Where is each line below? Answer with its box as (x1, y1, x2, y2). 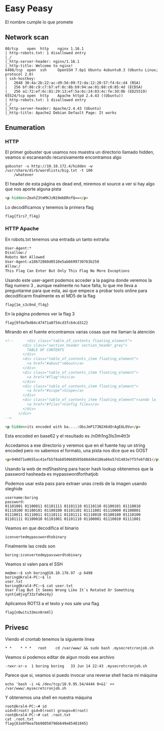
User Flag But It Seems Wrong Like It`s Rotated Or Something (5, 588, 134, 593)
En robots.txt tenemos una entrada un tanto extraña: (5, 236, 110, 242)
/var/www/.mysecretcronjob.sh (5, 686, 67, 691)
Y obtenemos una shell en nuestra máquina (5, 694, 92, 701)
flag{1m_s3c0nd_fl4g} (5, 302, 49, 307)
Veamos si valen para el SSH (5, 561, 63, 567)
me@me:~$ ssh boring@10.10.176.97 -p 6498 (5, 571, 93, 576)
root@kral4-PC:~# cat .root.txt (5, 712, 71, 718)
